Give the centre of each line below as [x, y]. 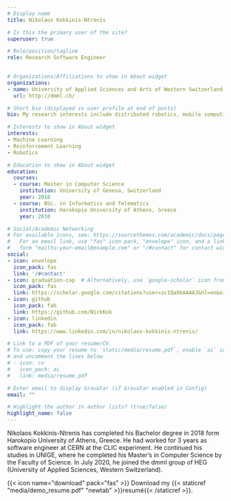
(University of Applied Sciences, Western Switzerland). [85, 470]
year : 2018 [35, 197]
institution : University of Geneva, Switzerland [90, 191]
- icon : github [29, 299]
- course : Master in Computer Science [69, 184]
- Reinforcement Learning [44, 146]
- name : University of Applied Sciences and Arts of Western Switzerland [115, 89]
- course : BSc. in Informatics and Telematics [81, 203]
